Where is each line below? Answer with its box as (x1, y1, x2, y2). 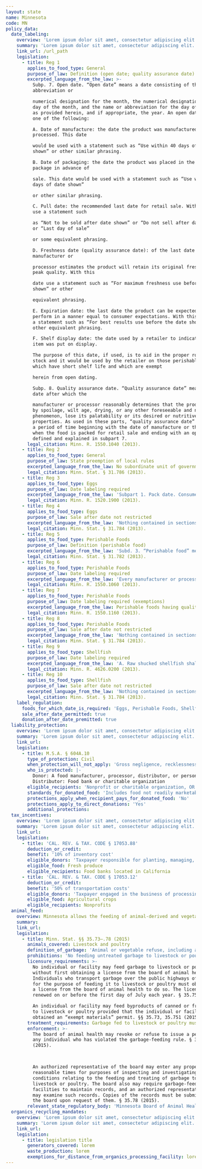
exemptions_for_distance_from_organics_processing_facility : (27, 1154, 185, 1160)
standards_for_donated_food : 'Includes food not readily (27, 790, 173, 796)
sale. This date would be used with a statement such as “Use (32, 176, 192, 182)
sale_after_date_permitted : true (21, 711, 106, 717)
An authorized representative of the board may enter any (32, 1064, 181, 1070)
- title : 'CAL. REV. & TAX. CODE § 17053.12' (21, 874, 138, 880)
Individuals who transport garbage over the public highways (32, 975, 189, 982)
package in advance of (32, 164, 90, 171)
